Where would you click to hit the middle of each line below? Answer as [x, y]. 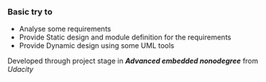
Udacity [20, 69]
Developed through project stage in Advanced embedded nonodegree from [133, 61]
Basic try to [30, 12]
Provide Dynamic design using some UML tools [96, 46]
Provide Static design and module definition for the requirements [125, 37]
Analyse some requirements [65, 29]
